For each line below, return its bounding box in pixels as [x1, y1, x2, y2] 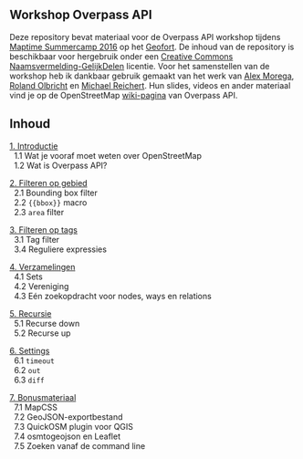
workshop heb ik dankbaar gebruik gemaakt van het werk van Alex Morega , [9, 70, 295, 81]
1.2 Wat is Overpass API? [13, 160, 108, 171]
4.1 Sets [13, 271, 43, 282]
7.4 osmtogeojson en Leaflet [13, 431, 121, 442]
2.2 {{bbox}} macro [13, 196, 88, 208]
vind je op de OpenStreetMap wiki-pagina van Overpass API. [9, 89, 238, 100]
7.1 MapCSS [13, 402, 57, 412]
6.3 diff [13, 374, 45, 385]
